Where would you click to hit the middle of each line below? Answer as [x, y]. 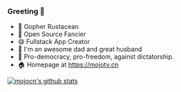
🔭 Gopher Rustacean [48, 27]
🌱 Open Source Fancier [52, 34]
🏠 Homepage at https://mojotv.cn [68, 65]
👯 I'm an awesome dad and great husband [80, 50]
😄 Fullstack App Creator [54, 42]
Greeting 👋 [26, 11]
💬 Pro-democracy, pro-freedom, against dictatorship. [96, 57]
